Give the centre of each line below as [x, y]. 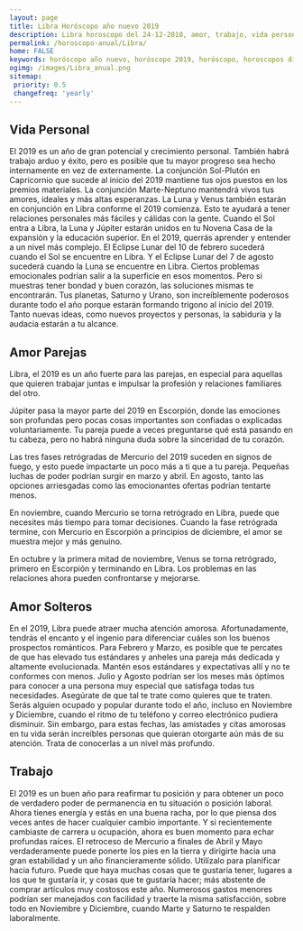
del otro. [25, 393]
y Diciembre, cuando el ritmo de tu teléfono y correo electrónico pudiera [144, 714]
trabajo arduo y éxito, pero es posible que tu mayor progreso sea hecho [142, 161]
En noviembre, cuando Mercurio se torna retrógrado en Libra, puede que [144, 513]
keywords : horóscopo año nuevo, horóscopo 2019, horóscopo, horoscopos [147, 60]
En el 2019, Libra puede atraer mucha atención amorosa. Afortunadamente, [149, 628]
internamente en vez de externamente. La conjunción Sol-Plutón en [135, 171]
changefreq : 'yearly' [54, 93]
